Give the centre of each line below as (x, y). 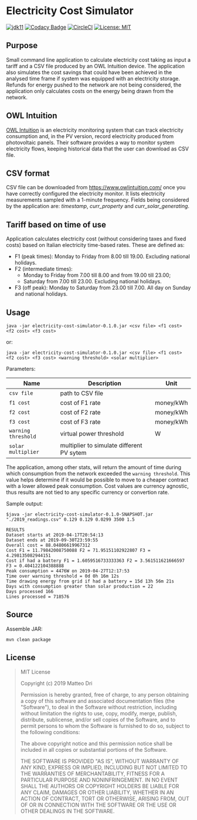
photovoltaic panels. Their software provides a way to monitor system (90, 142)
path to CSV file (82, 393)
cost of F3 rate (80, 422)
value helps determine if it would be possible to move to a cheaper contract (97, 480)
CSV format (28, 173)
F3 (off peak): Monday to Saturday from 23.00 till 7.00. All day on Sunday (103, 288)
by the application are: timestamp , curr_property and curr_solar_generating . (98, 206)
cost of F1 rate (80, 403)
